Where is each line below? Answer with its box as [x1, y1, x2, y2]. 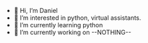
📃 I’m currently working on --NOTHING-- [13, 28, 131, 36]
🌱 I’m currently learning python [13, 21, 103, 29]
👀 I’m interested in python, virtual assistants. [13, 14, 142, 22]
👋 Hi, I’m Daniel [13, 7, 58, 14]
